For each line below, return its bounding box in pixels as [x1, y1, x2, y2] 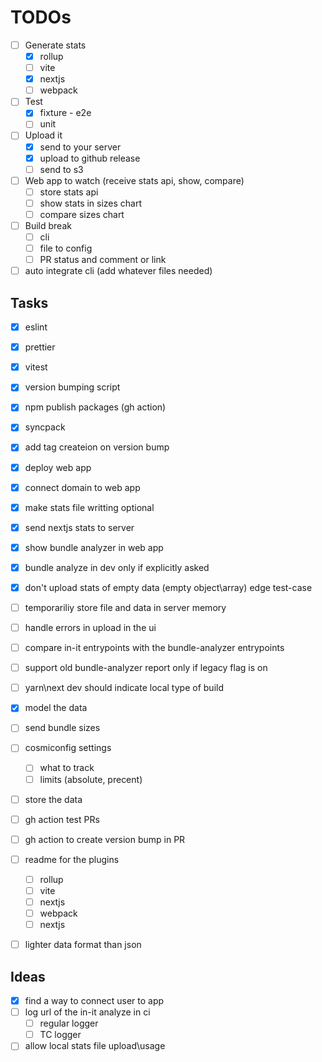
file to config [39, 242, 93, 255]
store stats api [39, 186, 99, 198]
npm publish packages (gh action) [24, 401, 167, 413]
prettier [24, 341, 56, 353]
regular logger [39, 1017, 99, 1030]
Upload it [24, 129, 63, 141]
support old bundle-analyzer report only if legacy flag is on [24, 662, 268, 674]
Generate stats [24, 39, 87, 51]
